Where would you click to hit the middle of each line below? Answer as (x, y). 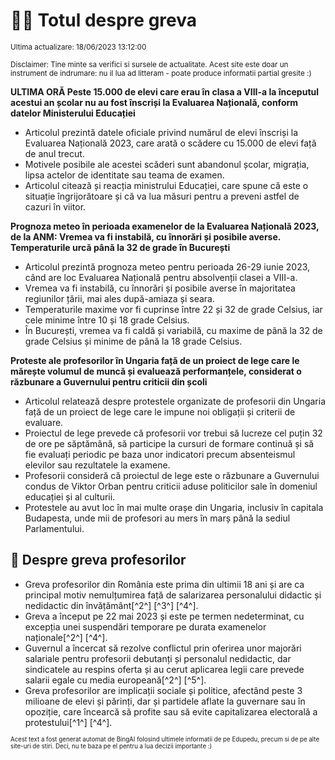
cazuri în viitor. (55, 206)
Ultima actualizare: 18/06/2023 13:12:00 (78, 47)
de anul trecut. (54, 153)
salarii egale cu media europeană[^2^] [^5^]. (115, 680)
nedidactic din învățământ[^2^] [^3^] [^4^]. (111, 605)
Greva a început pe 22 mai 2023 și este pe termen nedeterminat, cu (164, 616)
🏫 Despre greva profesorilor (98, 560)
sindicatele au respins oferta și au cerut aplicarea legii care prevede (164, 669)
